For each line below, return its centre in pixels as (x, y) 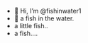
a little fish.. (31, 26)
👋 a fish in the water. (44, 18)
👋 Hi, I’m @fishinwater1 (48, 11)
